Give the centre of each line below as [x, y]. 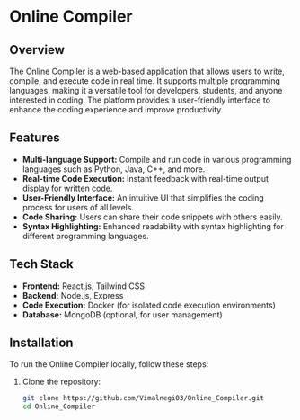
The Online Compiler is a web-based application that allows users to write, [147, 71]
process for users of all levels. [78, 207]
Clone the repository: [62, 382]
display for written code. [67, 188]
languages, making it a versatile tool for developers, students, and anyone [146, 90]
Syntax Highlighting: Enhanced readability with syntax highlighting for [153, 226]
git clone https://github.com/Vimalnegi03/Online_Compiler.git [143, 398]
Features [35, 138]
